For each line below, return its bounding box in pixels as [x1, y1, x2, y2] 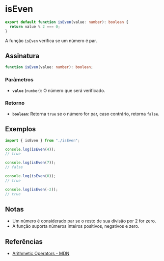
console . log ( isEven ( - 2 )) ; [5, 187, 58, 192]
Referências [5, 237, 43, 246]
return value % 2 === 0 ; [9, 24, 60, 29]
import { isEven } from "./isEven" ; [5, 138, 80, 143]
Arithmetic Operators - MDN [12, 251, 70, 257]
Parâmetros [5, 76, 33, 83]
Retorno [5, 99, 25, 106]
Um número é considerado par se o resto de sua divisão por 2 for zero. [12, 218, 156, 224]
